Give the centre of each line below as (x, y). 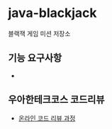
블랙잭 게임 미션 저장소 (39, 33)
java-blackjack (53, 13)
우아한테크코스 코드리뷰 (56, 100)
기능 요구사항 (35, 58)
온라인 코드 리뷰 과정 (47, 118)
